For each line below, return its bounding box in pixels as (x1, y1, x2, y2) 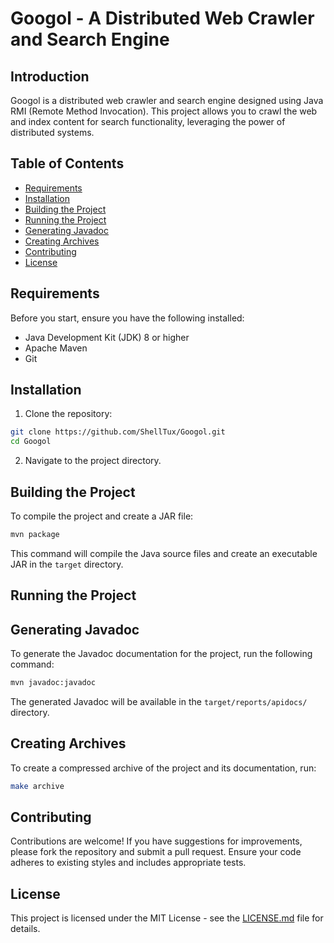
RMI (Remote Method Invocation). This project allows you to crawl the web (10, 105, 318, 117)
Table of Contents (10, 155, 125, 172)
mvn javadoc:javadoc (10, 678, 97, 688)
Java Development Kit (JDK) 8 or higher (24, 331, 190, 343)
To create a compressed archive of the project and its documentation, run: (10, 762, 317, 774)
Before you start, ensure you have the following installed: (10, 312, 245, 324)
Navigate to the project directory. (24, 455, 162, 467)
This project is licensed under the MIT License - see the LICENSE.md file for (10, 912, 324, 924)
